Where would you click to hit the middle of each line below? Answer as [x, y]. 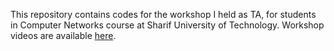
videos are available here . [63, 35]
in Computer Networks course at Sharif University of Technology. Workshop [167, 25]
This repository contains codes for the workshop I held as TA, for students [163, 14]
